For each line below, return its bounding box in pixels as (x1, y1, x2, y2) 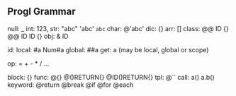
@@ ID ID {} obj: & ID (7, 32, 69, 40)
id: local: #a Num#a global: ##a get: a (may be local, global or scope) (7, 45, 209, 54)
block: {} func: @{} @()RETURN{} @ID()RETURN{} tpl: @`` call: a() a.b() (7, 73, 215, 81)
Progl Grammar (7, 6, 76, 18)
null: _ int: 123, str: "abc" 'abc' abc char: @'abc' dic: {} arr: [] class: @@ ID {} (7, 24, 229, 32)
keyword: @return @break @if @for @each (7, 80, 134, 89)
